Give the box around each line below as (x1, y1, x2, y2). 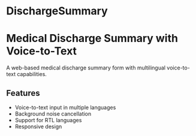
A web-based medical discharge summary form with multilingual (6, 64, 166, 71)
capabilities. (17, 71, 47, 78)
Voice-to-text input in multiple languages (14, 104, 116, 111)
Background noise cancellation (14, 110, 92, 117)
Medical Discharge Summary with (6, 32, 179, 46)
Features (6, 88, 40, 98)
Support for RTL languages (14, 116, 82, 123)
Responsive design (14, 123, 62, 130)
